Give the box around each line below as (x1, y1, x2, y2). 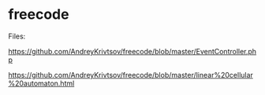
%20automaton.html (8, 79, 75, 88)
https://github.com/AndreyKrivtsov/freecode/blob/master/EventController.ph (8, 46, 257, 56)
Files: (8, 31, 26, 41)
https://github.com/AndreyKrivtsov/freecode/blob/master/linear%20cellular (8, 70, 254, 79)
